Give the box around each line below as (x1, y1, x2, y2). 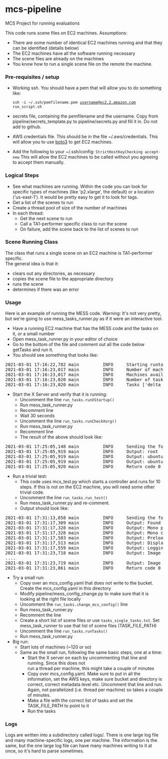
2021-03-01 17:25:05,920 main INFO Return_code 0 (5, 464, 161, 470)
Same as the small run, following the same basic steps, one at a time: (19, 649, 162, 656)
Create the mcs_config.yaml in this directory (19, 585, 111, 591)
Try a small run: (12, 575, 45, 581)
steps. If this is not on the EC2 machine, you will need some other (19, 484, 155, 490)
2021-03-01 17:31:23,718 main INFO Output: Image (5, 550, 161, 556)
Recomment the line (19, 612, 61, 618)
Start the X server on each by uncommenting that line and (27, 655, 147, 661)
